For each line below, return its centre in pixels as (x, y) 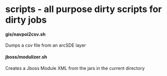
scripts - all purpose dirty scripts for (83, 9)
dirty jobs (26, 20)
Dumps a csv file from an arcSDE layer (46, 45)
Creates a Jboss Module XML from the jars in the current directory (75, 68)
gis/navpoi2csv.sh (25, 34)
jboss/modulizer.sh (26, 57)
